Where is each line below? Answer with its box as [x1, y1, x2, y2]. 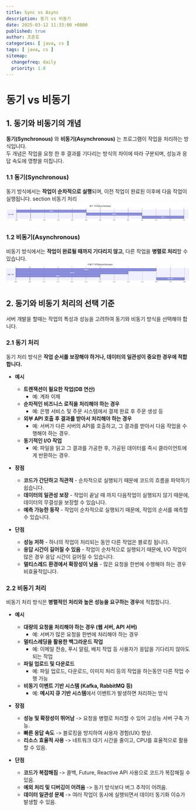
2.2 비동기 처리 [6, 584, 47, 592]
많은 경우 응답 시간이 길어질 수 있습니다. [23, 553, 114, 560]
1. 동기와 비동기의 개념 [6, 118, 82, 129]
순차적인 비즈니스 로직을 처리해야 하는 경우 [23, 400, 120, 407]
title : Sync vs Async [6, 9, 59, 15]
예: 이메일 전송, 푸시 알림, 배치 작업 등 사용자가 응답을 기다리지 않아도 [32, 646, 190, 653]
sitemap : [6, 53, 28, 59]
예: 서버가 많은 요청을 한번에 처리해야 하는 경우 [32, 631, 139, 638]
